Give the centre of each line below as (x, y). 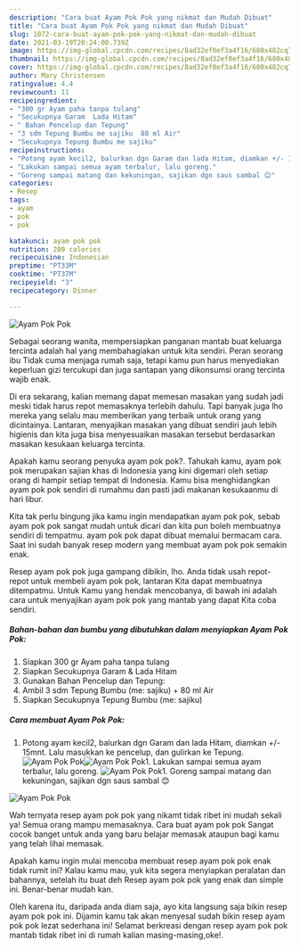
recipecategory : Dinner (53, 291)
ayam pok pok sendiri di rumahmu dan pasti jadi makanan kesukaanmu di (144, 489)
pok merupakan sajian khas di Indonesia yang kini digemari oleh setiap (139, 470)
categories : (31, 184)
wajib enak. (30, 379)
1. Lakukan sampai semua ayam (203, 761)
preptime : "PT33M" (43, 266)
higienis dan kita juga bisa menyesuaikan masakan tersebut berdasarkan (142, 434)
